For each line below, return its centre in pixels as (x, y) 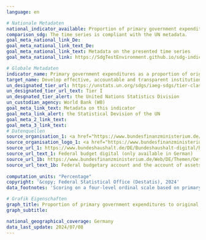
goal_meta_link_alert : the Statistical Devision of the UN (83, 114)
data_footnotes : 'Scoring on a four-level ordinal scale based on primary (104, 188)
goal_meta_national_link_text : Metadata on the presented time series (98, 52)
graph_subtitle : (27, 210)
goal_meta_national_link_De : (44, 40)
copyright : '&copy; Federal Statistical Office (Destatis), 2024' (93, 182)
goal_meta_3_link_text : (37, 125)
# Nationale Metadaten (35, 23)
